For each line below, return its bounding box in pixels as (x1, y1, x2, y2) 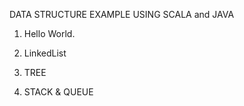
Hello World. (23, 28, 76, 39)
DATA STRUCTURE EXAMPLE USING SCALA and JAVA (9, 9, 235, 20)
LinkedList (23, 47, 67, 59)
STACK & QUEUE (23, 86, 94, 98)
